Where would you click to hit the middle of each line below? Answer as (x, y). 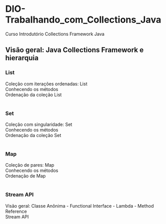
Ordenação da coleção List (34, 95)
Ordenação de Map (25, 176)
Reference (16, 211)
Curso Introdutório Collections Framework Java (55, 34)
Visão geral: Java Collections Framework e (75, 50)
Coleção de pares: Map (30, 165)
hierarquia (22, 58)
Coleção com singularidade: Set (39, 124)
